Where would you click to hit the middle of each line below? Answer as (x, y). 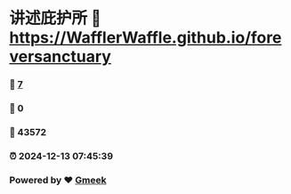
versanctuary (60, 57)
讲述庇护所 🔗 (56, 18)
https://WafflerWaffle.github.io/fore (145, 38)
